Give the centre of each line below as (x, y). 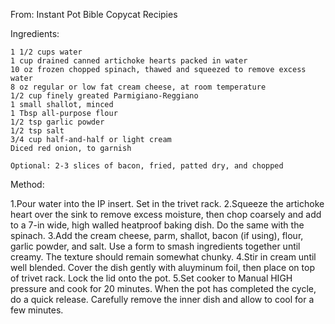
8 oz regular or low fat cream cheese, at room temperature (138, 87)
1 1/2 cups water (46, 52)
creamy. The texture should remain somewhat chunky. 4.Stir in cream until (163, 257)
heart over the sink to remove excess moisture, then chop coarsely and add (166, 214)
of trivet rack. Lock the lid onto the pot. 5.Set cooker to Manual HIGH (151, 278)
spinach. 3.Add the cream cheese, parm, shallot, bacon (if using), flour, (157, 235)
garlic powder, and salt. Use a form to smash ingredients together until (155, 246)
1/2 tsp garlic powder (57, 122)
